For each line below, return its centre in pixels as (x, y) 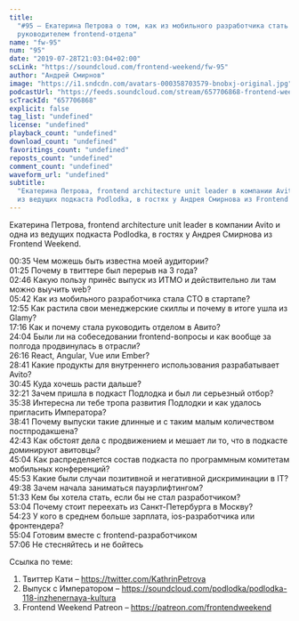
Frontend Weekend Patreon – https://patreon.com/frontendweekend (147, 607)
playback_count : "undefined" (63, 133)
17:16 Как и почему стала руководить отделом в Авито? (115, 327)
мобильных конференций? (60, 469)
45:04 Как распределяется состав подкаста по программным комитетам (149, 459)
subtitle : (28, 183)
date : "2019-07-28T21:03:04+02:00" (75, 59)
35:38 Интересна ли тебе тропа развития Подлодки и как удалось (135, 402)
